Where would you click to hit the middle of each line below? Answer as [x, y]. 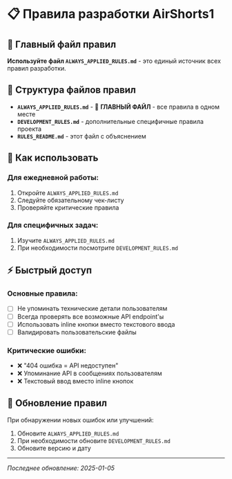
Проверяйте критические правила [68, 207]
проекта [29, 129]
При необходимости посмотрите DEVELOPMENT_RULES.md [97, 248]
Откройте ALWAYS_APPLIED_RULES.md [68, 192]
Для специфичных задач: [53, 225]
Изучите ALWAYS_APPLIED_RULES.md [66, 240]
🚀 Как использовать [53, 158]
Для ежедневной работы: [53, 178]
